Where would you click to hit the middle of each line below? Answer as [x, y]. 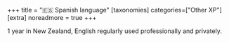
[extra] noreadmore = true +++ [52, 18]
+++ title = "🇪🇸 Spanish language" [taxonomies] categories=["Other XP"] [115, 10]
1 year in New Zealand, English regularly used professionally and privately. [115, 31]
